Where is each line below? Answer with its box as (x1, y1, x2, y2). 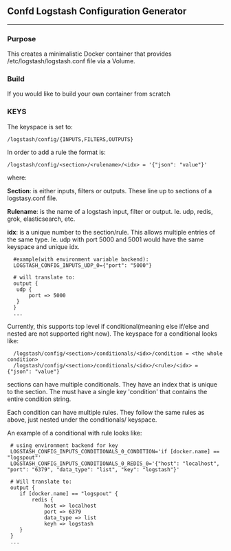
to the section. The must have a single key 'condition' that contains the (7, 387, 208, 396)
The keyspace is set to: (7, 122, 74, 131)
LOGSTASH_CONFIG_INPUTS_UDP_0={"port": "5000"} (13, 261, 153, 269)
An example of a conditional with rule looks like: (7, 429, 142, 437)
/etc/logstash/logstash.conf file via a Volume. (7, 57, 135, 65)
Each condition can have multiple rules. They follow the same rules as (7, 408, 205, 416)
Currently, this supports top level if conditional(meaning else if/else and (7, 322, 210, 330)
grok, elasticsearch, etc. (7, 215, 76, 223)
